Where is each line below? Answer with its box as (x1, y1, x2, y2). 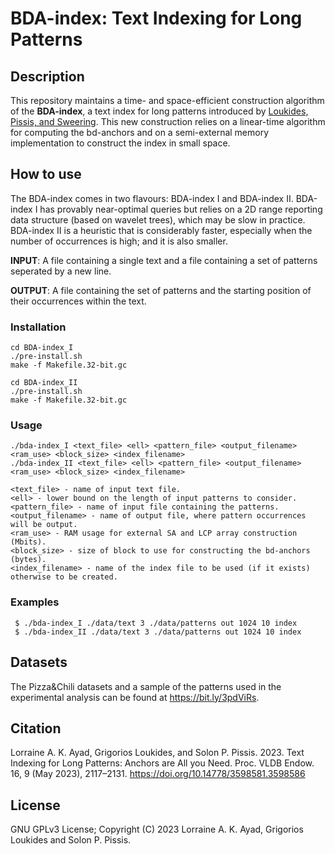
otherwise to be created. (10, 572, 118, 582)
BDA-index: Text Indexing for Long (10, 7, 303, 30)
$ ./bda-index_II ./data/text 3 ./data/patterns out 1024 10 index (14, 627, 302, 637)
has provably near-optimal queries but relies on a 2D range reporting (39, 203, 323, 215)
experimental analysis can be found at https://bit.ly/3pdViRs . (10, 691, 260, 703)
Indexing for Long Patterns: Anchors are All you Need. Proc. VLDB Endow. (10, 757, 315, 769)
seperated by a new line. (10, 265, 112, 277)
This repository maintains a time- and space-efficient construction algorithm (10, 95, 325, 106)
